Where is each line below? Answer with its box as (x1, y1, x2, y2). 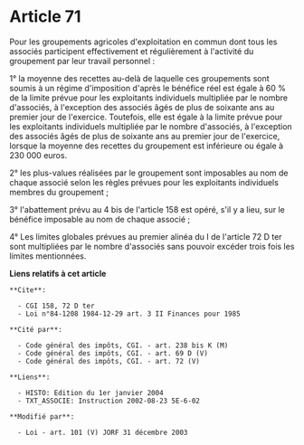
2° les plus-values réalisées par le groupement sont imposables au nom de (9, 167, 289, 178)
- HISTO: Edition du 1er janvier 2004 (17, 388, 165, 397)
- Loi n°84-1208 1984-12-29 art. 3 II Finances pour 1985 (17, 309, 242, 318)
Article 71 (9, 6, 81, 27)
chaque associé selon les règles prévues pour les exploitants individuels (9, 176, 279, 187)
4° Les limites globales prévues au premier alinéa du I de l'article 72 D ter (9, 231, 282, 241)
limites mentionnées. (9, 251, 87, 261)
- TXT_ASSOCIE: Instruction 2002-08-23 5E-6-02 (17, 396, 201, 405)
